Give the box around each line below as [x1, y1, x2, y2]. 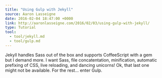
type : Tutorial [5, 25, 36, 30]
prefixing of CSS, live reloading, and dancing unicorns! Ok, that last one [5, 62, 149, 68]
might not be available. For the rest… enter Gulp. [5, 67, 103, 73]
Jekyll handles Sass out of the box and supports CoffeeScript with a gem [5, 52, 153, 58]
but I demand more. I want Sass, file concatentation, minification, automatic [5, 57, 158, 63]
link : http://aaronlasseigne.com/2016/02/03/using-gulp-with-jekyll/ [5, 20, 150, 26]
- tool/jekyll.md [9, 34, 45, 39]
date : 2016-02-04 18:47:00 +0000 [5, 16, 73, 21]
